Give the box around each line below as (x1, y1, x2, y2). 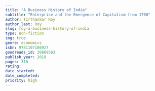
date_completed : (5, 73, 40, 78)
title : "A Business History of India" (5, 7, 87, 13)
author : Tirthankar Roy (5, 17, 56, 22)
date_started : (5, 69, 35, 74)
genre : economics (5, 40, 42, 45)
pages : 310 (5, 59, 28, 64)
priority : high (5, 78, 37, 83)
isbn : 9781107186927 (5, 45, 49, 50)
